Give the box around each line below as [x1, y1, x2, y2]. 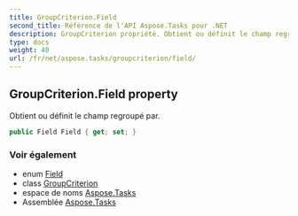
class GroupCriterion [21, 178, 98, 189]
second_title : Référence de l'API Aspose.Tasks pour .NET [9, 21, 228, 30]
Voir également [9, 148, 77, 160]
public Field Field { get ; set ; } [9, 127, 137, 136]
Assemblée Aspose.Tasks [21, 197, 117, 207]
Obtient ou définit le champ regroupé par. [9, 110, 161, 120]
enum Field [21, 168, 64, 179]
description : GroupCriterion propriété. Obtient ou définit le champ [9, 29, 272, 38]
